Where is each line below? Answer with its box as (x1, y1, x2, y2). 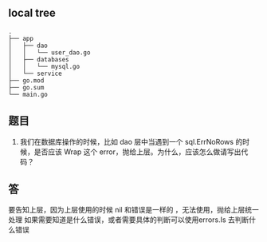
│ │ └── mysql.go (8, 62, 80, 70)
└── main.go (8, 90, 48, 98)
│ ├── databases (8, 55, 69, 63)
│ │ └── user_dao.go (8, 48, 91, 57)
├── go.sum (8, 83, 45, 91)
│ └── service (8, 69, 62, 77)
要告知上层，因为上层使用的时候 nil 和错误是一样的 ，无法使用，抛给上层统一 (8, 205, 259, 215)
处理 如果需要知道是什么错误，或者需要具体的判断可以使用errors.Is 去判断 (8, 215, 249, 224)
